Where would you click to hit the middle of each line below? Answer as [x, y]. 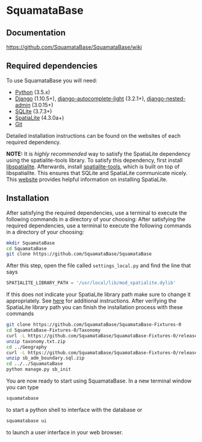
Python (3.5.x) [32, 92]
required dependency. [34, 142]
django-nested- [166, 98]
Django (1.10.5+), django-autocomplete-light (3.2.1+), [80, 98]
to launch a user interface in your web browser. [65, 432]
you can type [23, 387]
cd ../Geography [26, 347]
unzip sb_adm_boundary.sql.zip [45, 358]
